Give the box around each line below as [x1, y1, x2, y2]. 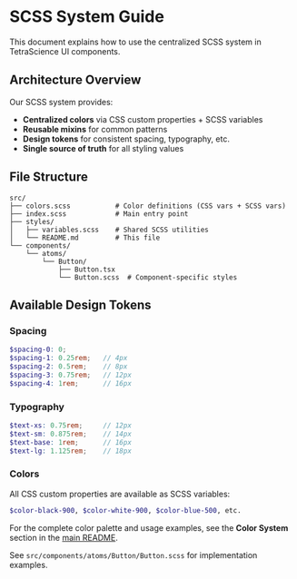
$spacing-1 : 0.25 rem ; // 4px [9, 354, 128, 363]
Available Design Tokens [9, 297, 152, 312]
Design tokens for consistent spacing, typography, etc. [22, 133, 230, 144]
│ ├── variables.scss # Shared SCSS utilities [9, 225, 209, 234]
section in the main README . [9, 532, 118, 543]
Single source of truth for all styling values [22, 142, 184, 153]
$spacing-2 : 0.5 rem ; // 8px [9, 362, 128, 371]
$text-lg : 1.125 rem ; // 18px [9, 447, 132, 456]
